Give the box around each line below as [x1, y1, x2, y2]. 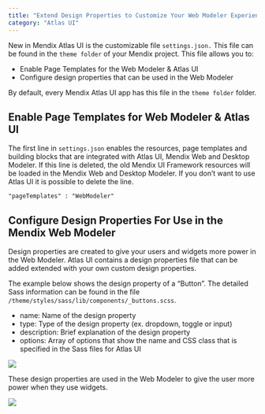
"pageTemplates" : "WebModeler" [8, 192, 114, 201]
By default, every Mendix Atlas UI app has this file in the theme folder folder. [8, 87, 257, 97]
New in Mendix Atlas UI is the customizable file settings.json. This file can [8, 40, 254, 50]
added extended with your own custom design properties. [8, 264, 197, 273]
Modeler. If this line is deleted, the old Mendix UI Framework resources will [8, 161, 251, 170]
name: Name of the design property [19, 311, 136, 320]
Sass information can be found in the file [8, 287, 140, 297]
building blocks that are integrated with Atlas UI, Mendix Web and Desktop [8, 152, 250, 161]
